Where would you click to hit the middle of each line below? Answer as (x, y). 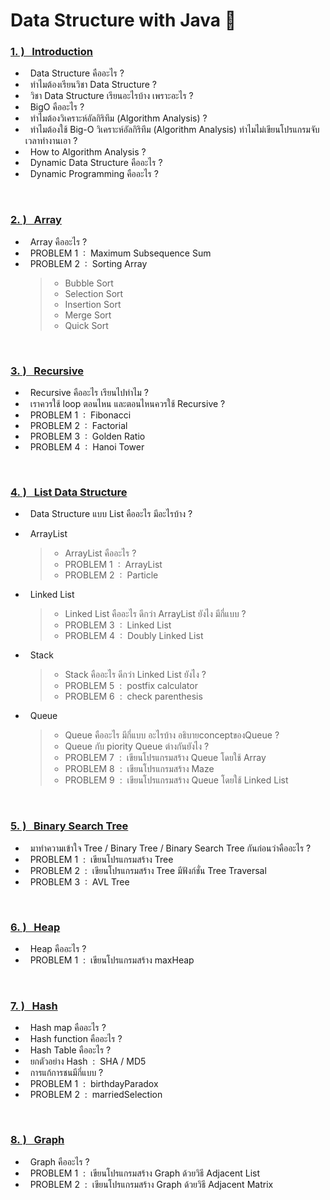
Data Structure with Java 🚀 (123, 20)
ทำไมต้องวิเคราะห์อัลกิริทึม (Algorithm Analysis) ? (118, 118)
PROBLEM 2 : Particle (111, 575)
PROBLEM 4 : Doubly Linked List (134, 636)
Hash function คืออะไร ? (76, 1039)
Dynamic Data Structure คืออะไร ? (96, 163)
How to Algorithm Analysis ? (88, 152)
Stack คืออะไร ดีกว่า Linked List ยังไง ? (135, 675)
